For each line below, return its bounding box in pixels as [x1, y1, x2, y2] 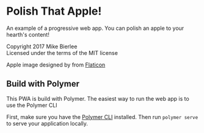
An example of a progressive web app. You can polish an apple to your [6, 24, 184, 32]
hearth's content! [6, 31, 50, 38]
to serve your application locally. [6, 120, 89, 127]
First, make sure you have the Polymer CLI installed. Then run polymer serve [6, 113, 199, 120]
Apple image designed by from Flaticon [6, 61, 106, 68]
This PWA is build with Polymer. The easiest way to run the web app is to [6, 95, 189, 102]
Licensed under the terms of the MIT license [6, 49, 118, 56]
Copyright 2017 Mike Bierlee [6, 43, 78, 50]
